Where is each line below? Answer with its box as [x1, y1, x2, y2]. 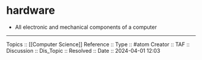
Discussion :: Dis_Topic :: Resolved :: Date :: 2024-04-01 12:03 [6, 47, 161, 54]
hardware [6, 4, 55, 17]
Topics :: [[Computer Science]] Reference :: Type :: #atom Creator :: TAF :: [6, 40, 190, 48]
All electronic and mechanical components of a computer [14, 23, 158, 31]
